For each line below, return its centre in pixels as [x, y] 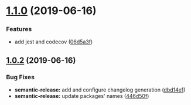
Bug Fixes [21, 77]
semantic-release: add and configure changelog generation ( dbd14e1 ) [100, 90]
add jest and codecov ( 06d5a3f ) [54, 42]
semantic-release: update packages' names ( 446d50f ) [82, 96]
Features [19, 29]
